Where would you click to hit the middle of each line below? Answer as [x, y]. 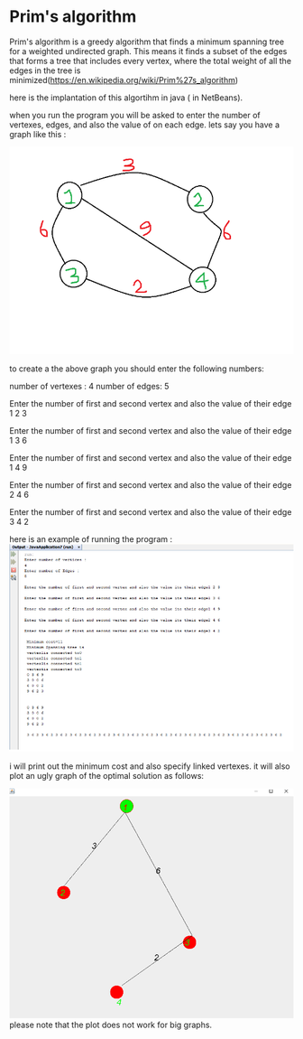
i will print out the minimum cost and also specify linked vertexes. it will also [150, 766]
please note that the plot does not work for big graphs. [111, 1025]
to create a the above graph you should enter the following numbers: [137, 369]
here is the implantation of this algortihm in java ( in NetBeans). [126, 98]
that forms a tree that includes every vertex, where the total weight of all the [150, 61]
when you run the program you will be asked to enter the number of [135, 115]
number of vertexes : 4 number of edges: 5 [89, 387]
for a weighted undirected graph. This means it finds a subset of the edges [148, 51]
